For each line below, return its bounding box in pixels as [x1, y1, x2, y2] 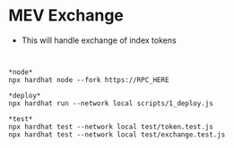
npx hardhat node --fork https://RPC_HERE [8, 75, 169, 85]
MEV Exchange [8, 5, 125, 26]
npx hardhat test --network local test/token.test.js [8, 122, 214, 131]
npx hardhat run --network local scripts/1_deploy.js [8, 99, 214, 108]
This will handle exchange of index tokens [21, 35, 177, 45]
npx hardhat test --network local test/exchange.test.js [8, 130, 226, 139]
